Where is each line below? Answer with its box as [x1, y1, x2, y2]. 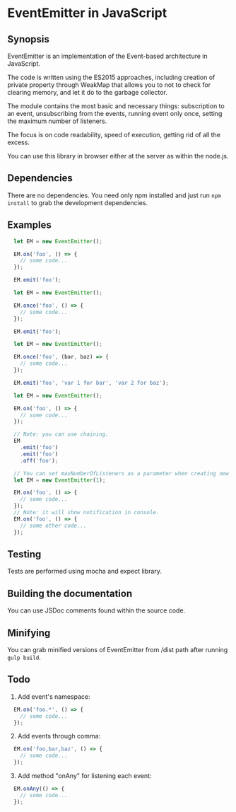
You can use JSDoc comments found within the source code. [7, 606, 186, 615]
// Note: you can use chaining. [13, 431, 110, 438]
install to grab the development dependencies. [7, 198, 148, 207]
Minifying [7, 627, 51, 639]
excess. [7, 138, 30, 146]
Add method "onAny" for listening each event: [17, 772, 152, 779]
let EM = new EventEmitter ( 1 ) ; [13, 476, 106, 484]
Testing [7, 548, 42, 560]
